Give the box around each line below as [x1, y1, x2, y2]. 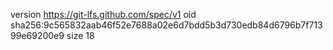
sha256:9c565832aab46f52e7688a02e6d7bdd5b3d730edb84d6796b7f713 [10, 19, 323, 31]
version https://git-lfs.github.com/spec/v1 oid [10, 9, 197, 20]
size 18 [66, 30, 95, 41]
